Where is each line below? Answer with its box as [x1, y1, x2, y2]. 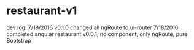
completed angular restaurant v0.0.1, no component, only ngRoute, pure [6, 30, 188, 37]
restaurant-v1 [6, 4, 77, 18]
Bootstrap [6, 37, 32, 44]
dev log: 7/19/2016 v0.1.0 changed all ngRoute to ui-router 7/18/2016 [6, 24, 179, 31]
